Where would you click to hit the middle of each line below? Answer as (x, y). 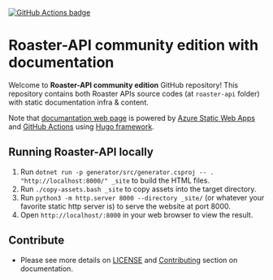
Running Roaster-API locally (81, 152)
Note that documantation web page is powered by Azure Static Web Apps (132, 118)
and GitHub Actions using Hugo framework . (81, 127)
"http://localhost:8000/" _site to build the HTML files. (115, 180)
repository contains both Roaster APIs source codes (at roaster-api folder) (134, 93)
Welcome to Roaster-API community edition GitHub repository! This (123, 84)
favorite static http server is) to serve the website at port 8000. (126, 206)
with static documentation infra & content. (78, 102)
